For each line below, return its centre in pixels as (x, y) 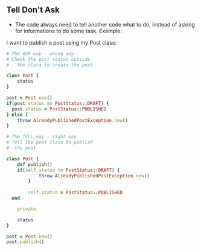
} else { (17, 115)
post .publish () (25, 242)
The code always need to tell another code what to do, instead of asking (105, 24)
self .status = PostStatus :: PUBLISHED (75, 192)
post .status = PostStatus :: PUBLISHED (59, 109)
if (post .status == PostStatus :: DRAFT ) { (58, 103)
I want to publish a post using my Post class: (62, 42)
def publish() (35, 164)
